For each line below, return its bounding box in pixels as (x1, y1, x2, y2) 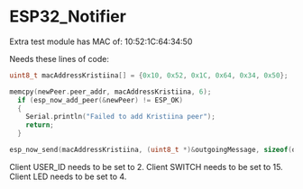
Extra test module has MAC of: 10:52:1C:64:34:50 (9, 36, 193, 47)
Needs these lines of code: (9, 53, 110, 64)
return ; (25, 121, 54, 130)
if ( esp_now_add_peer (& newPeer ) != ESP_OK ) (17, 95, 183, 104)
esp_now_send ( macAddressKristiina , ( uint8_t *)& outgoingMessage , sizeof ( (9, 146, 293, 155)
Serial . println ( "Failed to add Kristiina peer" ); (25, 112, 216, 121)
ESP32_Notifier (9, 6, 126, 27)
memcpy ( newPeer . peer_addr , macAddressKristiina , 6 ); (9, 87, 212, 96)
